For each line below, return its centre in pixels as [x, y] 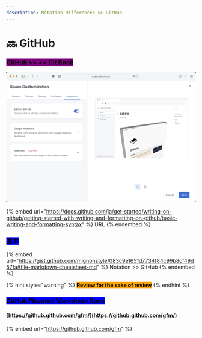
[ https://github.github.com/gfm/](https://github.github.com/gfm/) [92, 315]
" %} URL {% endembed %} [116, 224]
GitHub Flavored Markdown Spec [56, 301]
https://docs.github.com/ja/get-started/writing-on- [109, 212]
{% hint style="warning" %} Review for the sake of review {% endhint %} [98, 285]
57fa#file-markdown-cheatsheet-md [52, 267]
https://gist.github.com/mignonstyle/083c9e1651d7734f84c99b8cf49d [106, 261]
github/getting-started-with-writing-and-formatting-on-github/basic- [92, 218]
